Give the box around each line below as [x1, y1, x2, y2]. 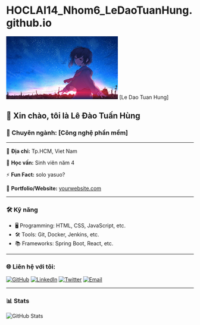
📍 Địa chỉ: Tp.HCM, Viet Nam [6, 148, 77, 155]
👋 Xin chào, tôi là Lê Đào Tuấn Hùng [6, 111, 140, 121]
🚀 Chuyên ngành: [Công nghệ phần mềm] [6, 129, 129, 137]
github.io [6, 16, 52, 30]
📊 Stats [6, 296, 30, 305]
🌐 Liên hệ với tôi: [6, 262, 55, 271]
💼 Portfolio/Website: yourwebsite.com [6, 185, 102, 192]
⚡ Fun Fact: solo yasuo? [6, 171, 65, 179]
